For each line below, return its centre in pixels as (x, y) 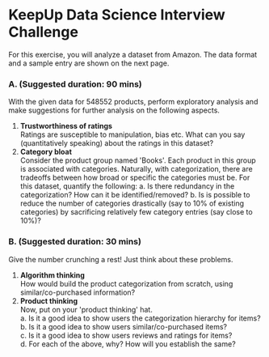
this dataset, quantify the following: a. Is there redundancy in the (127, 186)
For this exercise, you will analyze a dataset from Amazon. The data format (133, 54)
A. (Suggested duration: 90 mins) (76, 84)
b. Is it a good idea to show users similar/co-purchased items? (124, 326)
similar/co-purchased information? (78, 292)
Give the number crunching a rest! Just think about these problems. (121, 259)
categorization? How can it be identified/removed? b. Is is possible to (135, 195)
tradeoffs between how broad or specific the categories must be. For (135, 178)
